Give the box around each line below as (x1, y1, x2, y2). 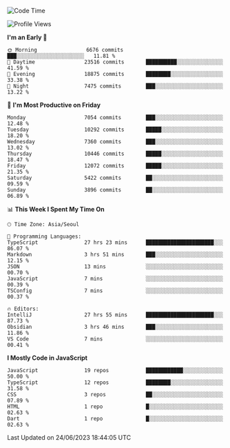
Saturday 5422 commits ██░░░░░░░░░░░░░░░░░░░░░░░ (7, 174, 224, 181)
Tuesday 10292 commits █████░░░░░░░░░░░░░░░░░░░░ (7, 126, 224, 133)
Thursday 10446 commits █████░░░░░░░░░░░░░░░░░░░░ (7, 150, 224, 157)
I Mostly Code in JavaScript (7, 354, 88, 362)
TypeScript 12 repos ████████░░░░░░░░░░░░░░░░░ (7, 379, 224, 386)
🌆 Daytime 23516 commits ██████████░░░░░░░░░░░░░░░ (7, 59, 224, 65)
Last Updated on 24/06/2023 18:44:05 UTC (7, 434, 132, 441)
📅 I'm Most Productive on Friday (7, 101, 101, 109)
